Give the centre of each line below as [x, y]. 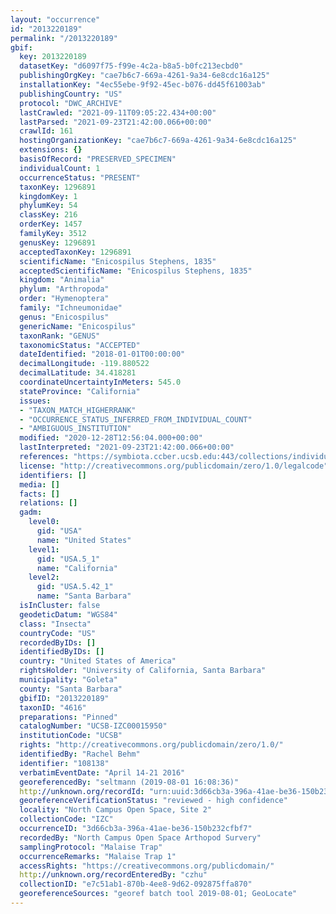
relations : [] [48, 503]
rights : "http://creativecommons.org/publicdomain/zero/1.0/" [151, 745]
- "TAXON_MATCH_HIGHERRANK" [78, 410]
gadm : [31, 512]
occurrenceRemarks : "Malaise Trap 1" [98, 856]
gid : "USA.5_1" [68, 559]
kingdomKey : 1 [48, 196]
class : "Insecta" [55, 624]
